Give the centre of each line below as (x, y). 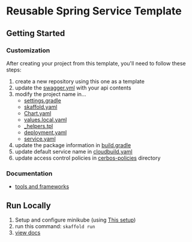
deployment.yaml (45, 132)
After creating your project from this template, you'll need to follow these (96, 63)
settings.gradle (42, 100)
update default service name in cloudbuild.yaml (74, 151)
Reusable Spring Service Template (94, 11)
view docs (28, 232)
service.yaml (40, 139)
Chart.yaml (37, 113)
